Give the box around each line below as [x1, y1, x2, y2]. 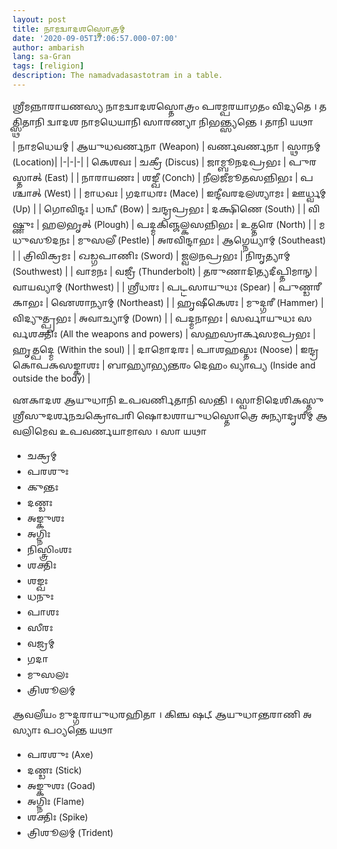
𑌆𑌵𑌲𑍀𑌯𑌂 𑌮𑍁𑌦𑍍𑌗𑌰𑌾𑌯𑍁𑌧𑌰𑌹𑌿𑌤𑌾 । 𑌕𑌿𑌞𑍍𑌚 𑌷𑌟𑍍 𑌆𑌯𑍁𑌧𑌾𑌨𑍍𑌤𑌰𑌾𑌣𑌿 [12, 708, 301, 720]
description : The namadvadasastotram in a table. [12, 71, 224, 81]
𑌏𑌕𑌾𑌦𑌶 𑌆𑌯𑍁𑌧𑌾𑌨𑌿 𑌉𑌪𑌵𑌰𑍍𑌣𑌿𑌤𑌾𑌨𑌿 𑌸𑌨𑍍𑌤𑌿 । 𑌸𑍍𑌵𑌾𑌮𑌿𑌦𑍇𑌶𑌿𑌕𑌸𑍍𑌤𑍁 [12, 394, 324, 406]
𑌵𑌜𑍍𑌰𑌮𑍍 [26, 637, 55, 649]
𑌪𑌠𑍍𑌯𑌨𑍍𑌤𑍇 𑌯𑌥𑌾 [43, 724, 114, 736]
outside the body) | [12, 372, 91, 384]
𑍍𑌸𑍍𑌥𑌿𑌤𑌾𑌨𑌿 [12, 116, 45, 128]
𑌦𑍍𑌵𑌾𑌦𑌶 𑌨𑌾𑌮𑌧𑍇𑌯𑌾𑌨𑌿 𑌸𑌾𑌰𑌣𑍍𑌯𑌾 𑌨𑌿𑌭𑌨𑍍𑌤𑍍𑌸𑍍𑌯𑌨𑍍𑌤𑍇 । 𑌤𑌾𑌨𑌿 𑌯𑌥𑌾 [46, 116, 314, 128]
